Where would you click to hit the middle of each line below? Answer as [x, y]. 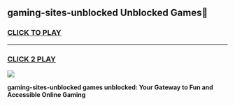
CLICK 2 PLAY [31, 59]
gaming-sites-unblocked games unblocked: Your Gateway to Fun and [110, 87]
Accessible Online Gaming [47, 94]
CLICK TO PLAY [34, 33]
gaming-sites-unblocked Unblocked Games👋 [108, 13]
